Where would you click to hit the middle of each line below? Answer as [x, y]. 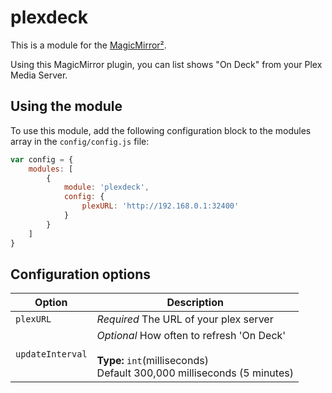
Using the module [66, 106]
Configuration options [81, 274]
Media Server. [39, 75]
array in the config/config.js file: [80, 141]
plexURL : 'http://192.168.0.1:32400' [160, 206]
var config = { [42, 159]
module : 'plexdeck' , [106, 187]
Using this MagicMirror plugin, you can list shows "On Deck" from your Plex [166, 64]
